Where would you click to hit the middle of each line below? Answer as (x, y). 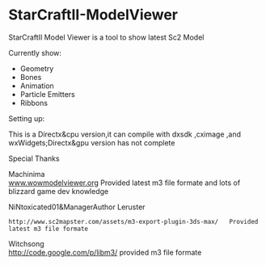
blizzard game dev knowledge (59, 191)
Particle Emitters (47, 94)
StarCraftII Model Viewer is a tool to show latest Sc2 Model (106, 37)
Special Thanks (34, 158)
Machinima (27, 174)
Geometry (37, 68)
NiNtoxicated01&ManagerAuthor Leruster (77, 207)
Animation (37, 86)
